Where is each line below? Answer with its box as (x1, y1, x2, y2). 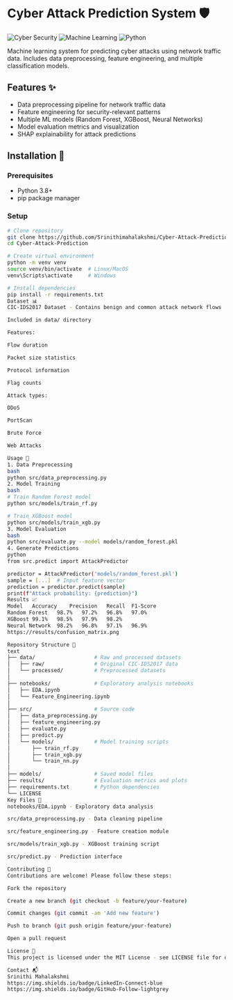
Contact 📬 (7, 967, 39, 974)
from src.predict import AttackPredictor (7, 558, 129, 565)
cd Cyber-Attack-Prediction (7, 240, 89, 247)
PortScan (7, 417, 33, 424)
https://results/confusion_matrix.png (7, 628, 119, 635)
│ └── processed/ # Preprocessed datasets (7, 667, 166, 674)
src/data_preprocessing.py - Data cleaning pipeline (7, 816, 163, 823)
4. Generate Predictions (7, 545, 79, 552)
